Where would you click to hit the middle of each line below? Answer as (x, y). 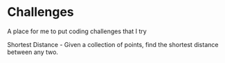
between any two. (33, 52)
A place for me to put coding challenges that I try (77, 31)
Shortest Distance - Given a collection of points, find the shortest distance (113, 44)
